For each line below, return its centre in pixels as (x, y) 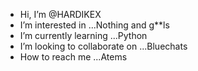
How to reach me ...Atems (73, 57)
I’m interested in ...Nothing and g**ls (94, 25)
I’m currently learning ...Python (83, 35)
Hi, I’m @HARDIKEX (60, 14)
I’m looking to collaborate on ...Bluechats (103, 46)
